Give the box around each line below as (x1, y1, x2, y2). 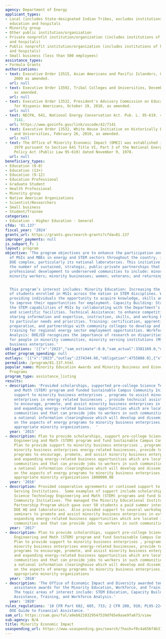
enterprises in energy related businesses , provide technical (14, 397, 147, 402)
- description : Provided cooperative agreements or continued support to (5, 484, 161, 489)
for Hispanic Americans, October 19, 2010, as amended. (14, 104, 132, 109)
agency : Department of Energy (5, 7, 68, 12)
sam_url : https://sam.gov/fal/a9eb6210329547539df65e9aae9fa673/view (5, 613, 152, 618)
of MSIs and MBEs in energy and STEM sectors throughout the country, (9, 255, 158, 260)
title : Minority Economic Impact (5, 622, 74, 627)
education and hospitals (9, 21, 61, 26)
